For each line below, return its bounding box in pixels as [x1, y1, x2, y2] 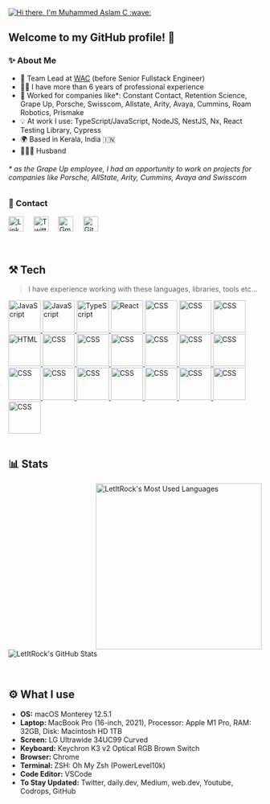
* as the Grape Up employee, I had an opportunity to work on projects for [8, 164, 252, 174]
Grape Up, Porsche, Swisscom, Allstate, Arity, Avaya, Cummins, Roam [19, 99, 252, 109]
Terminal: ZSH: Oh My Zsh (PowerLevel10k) [19, 761, 166, 770]
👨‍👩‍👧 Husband [19, 146, 67, 155]
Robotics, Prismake [19, 107, 84, 117]
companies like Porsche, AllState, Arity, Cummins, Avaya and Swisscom [8, 173, 247, 183]
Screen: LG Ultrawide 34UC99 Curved [19, 735, 149, 744]
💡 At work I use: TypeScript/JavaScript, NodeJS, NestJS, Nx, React [19, 116, 243, 126]
